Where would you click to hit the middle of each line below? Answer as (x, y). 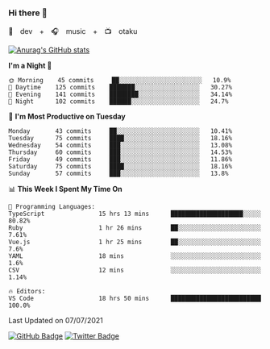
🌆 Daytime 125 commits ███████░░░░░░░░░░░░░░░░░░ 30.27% (120, 88)
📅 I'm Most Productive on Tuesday (67, 117)
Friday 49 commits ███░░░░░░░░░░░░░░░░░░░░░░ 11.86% (120, 160)
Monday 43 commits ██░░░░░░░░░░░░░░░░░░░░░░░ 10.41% (120, 131)
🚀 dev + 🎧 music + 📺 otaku (73, 31)
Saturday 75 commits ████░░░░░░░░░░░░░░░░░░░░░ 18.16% (120, 167)
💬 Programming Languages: (52, 207)
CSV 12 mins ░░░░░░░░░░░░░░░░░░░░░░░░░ (135, 270)
